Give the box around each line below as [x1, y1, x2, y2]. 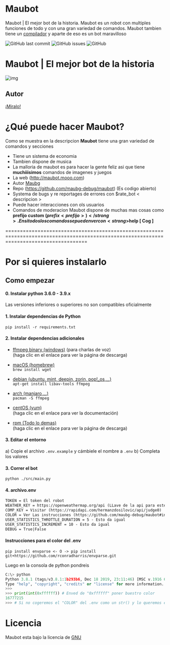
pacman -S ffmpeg [12, 395, 50, 401]
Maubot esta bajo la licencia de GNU [5, 634, 82, 640]
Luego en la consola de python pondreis [5, 562, 90, 568]
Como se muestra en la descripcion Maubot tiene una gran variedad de [5, 138, 154, 144]
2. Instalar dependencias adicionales [5, 335, 84, 342]
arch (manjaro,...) [12, 390, 49, 396]
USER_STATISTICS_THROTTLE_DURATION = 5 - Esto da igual [5, 517, 125, 522]
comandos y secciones [5, 143, 54, 149]
